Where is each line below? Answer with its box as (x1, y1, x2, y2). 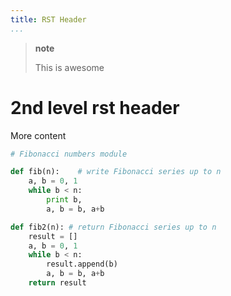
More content (10, 129, 67, 141)
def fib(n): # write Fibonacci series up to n (10, 167, 222, 177)
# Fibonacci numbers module (10, 149, 128, 159)
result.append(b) (46, 259, 118, 270)
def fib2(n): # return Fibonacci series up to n (10, 222, 217, 232)
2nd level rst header (10, 96, 180, 119)
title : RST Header (10, 14, 87, 25)
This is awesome (34, 61, 105, 73)
